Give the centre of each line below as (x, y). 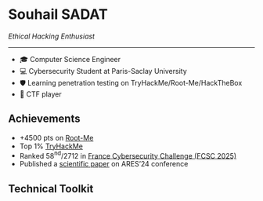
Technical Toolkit (51, 189)
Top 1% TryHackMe (51, 146)
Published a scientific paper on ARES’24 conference (104, 164)
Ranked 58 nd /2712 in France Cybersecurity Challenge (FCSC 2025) (128, 155)
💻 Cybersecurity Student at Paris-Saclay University (103, 71)
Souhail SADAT (58, 15)
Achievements (44, 119)
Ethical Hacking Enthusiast (52, 36)
